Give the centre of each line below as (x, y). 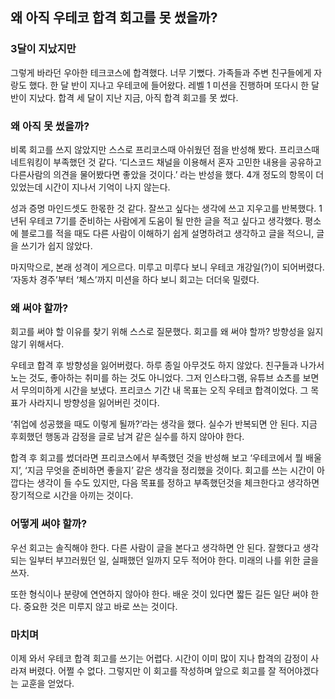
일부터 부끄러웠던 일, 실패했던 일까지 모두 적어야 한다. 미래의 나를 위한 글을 (174, 560)
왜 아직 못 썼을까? (50, 126)
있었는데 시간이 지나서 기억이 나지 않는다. (90, 187)
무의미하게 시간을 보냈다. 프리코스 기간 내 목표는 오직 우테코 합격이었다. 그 (164, 390)
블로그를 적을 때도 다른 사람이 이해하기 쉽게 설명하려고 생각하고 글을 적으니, (167, 233)
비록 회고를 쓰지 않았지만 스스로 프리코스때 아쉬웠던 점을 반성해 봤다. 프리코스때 (165, 149)
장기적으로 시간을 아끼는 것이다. (72, 495)
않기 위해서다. (37, 344)
